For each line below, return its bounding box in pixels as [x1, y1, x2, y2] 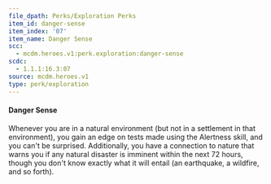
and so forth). [8, 166, 55, 176]
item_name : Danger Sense [8, 34, 93, 43]
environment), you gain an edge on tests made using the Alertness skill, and [8, 132, 263, 142]
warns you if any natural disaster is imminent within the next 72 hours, [8, 149, 243, 159]
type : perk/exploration [8, 80, 90, 88]
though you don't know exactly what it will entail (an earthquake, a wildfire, [8, 158, 260, 168]
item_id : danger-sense [8, 20, 85, 28]
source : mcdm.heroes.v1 [8, 72, 90, 81]
